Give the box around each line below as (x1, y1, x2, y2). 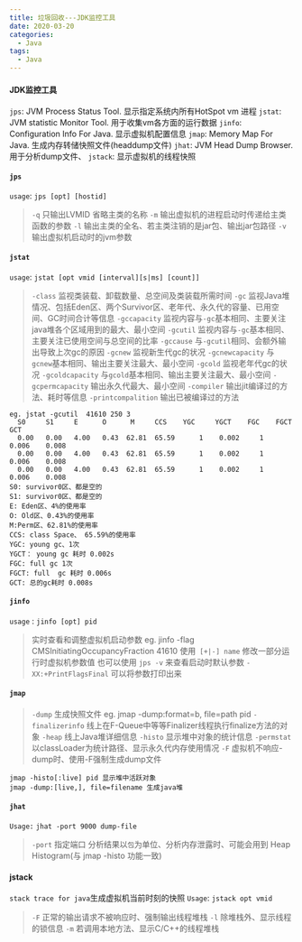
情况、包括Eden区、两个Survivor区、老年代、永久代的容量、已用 (31, 301, 272, 312)
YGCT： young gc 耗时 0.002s (9, 549, 115, 559)
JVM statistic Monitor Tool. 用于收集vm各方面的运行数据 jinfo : (9, 117, 243, 128)
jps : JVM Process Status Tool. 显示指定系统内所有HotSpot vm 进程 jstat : (9, 106, 282, 117)
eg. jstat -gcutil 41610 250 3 (9, 410, 131, 419)
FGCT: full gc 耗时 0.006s (9, 568, 113, 577)
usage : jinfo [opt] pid (9, 615, 97, 626)
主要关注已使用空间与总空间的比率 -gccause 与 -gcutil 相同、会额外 (31, 335, 279, 346)
